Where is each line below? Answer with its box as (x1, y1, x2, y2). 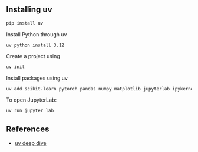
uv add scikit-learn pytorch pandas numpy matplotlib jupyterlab (6, 86, 170, 92)
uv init (6, 64, 25, 70)
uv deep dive (14, 140, 47, 147)
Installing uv (6, 5, 52, 15)
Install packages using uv (6, 75, 68, 82)
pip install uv (6, 20, 44, 26)
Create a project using (6, 52, 60, 59)
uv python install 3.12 (6, 42, 65, 48)
